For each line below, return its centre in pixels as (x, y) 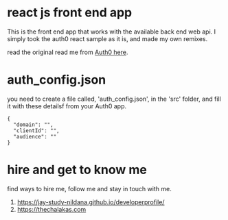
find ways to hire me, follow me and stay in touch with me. (89, 188)
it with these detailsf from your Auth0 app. (67, 106)
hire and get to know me (77, 170)
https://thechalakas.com (52, 209)
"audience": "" (35, 136)
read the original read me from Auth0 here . (68, 52)
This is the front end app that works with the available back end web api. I (112, 32)
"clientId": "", (36, 131)
